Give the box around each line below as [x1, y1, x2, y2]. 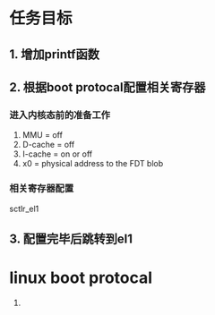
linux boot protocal [9, 268, 153, 288]
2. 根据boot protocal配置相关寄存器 [9, 80, 206, 95]
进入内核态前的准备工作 [9, 108, 110, 121]
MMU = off [21, 130, 63, 140]
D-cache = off [21, 140, 75, 150]
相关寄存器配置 [9, 183, 74, 195]
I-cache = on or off [21, 149, 92, 159]
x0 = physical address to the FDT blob [21, 158, 164, 169]
